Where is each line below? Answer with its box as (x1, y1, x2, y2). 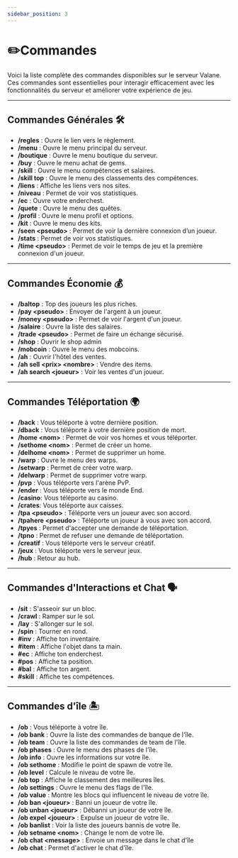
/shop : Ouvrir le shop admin (17, 338, 102, 346)
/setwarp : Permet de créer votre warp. (17, 463, 133, 472)
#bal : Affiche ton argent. (17, 664, 91, 673)
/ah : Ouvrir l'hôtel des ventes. (17, 353, 107, 361)
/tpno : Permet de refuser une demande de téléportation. (17, 532, 184, 539)
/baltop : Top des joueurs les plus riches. (17, 299, 138, 309)
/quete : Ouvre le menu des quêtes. (17, 204, 122, 213)
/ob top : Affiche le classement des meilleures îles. (17, 775, 166, 784)
